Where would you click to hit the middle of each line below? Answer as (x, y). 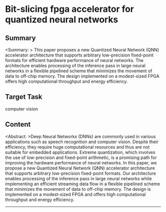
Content (18, 125)
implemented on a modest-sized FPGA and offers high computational (76, 194)
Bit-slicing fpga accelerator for (70, 9)
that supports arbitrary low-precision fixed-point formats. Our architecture (81, 173)
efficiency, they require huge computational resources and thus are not (77, 147)
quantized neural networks (62, 20)
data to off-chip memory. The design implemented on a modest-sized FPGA (82, 76)
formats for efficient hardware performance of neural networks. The (74, 60)
